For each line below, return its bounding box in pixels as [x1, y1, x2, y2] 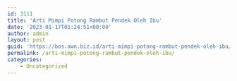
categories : [7, 56, 42, 63]
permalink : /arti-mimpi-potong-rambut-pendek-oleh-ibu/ [7, 50, 175, 57]
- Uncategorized [20, 63, 68, 70]
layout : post [7, 37, 46, 44]
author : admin [7, 30, 49, 37]
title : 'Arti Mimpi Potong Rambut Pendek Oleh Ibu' [7, 17, 162, 24]
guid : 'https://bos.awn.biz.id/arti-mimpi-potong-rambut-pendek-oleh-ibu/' [7, 43, 235, 50]
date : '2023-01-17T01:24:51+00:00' [7, 23, 112, 30]
